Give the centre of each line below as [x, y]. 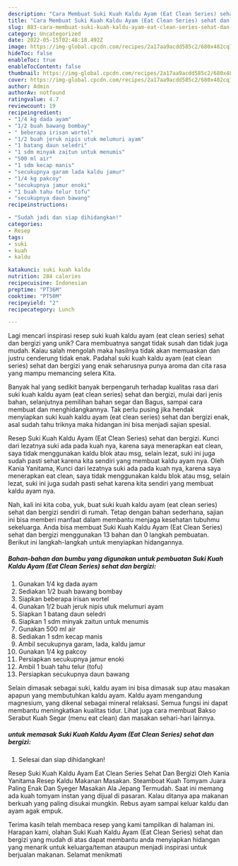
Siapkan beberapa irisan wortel [64, 599]
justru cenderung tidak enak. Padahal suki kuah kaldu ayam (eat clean [110, 358]
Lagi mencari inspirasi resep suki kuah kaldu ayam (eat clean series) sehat [116, 336]
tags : [16, 237]
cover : [18, 80]
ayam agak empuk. [36, 811]
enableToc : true [32, 60]
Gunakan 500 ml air [47, 629]
